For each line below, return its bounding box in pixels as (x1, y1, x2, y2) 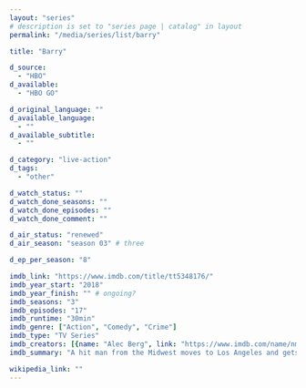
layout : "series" (9, 13, 76, 23)
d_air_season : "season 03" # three (9, 239, 145, 249)
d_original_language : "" (9, 105, 104, 114)
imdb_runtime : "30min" (9, 314, 96, 323)
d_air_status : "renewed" (9, 230, 104, 240)
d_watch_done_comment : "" (9, 214, 107, 223)
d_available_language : (9, 113, 96, 123)
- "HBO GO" (17, 88, 59, 97)
